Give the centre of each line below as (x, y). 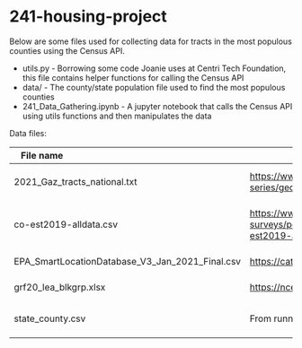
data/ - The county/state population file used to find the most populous (154, 87)
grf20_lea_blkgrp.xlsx (60, 287)
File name (42, 155)
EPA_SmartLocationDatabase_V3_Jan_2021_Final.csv (127, 261)
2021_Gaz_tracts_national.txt (75, 181)
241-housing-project (89, 17)
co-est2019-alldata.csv (66, 224)
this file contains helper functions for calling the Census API (133, 77)
